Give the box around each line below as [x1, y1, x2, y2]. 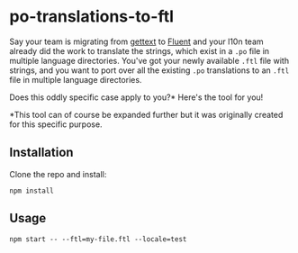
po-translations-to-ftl [9, 6, 174, 27]
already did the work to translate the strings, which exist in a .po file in [9, 45, 270, 56]
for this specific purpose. [9, 119, 103, 130]
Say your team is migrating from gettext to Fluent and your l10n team [9, 36, 264, 47]
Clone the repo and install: [9, 168, 107, 179]
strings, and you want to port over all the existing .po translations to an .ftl [9, 65, 290, 76]
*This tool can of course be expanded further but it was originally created [9, 109, 284, 120]
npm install [9, 186, 54, 195]
